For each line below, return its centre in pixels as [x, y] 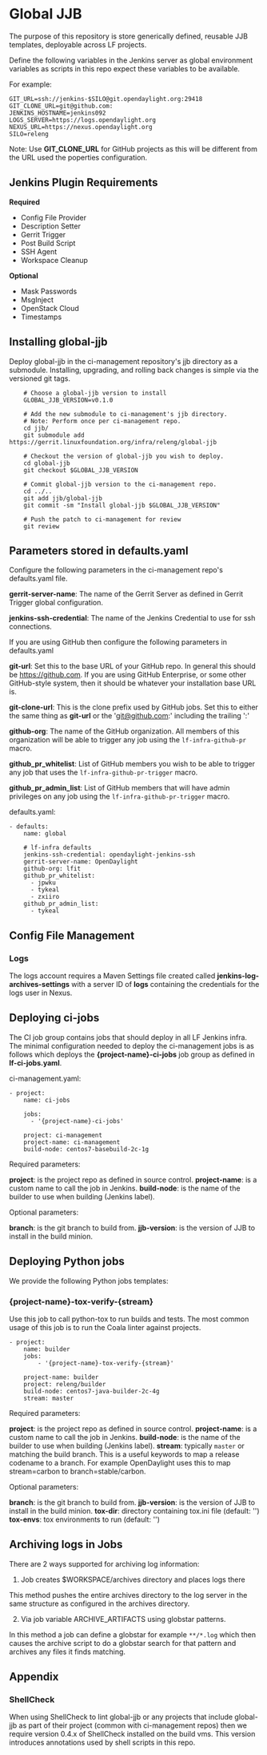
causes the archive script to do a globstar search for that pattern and [123, 1643]
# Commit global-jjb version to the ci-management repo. [120, 484]
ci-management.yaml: [45, 1078]
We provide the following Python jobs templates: [89, 1280]
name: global [45, 834]
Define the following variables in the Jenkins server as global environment [131, 60]
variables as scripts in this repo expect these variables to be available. [125, 68]
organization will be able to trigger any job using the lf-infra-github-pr [128, 740]
